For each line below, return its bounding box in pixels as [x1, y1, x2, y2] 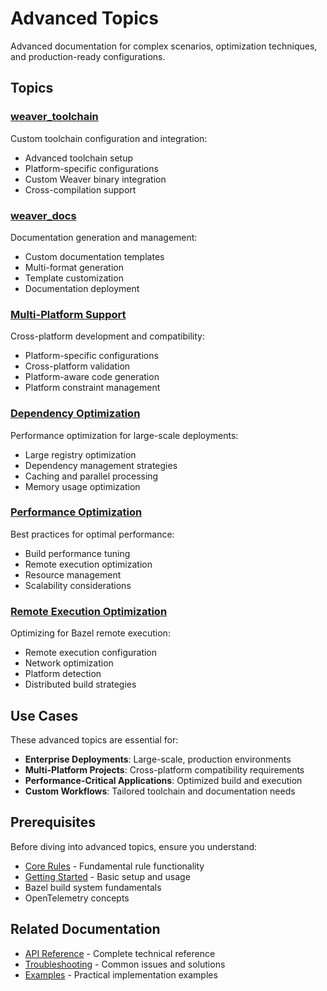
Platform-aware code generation [24, 371, 160, 383]
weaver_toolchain [10, 110, 99, 124]
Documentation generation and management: [10, 231, 198, 243]
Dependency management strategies [24, 459, 178, 471]
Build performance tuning [24, 547, 131, 559]
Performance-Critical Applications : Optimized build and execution [24, 774, 303, 786]
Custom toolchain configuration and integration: [10, 132, 208, 144]
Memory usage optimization [24, 480, 141, 492]
